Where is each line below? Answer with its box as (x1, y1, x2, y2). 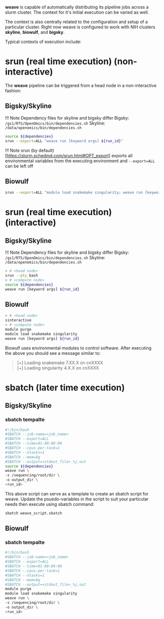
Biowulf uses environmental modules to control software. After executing (5, 345, 152, 351)
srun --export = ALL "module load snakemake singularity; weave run (5, 190, 143, 195)
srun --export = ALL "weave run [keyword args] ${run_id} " (5, 138, 123, 144)
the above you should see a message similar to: (5, 350, 101, 356)
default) (38, 147, 55, 153)
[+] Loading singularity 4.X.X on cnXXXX (17, 365, 99, 371)
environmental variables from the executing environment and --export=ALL (5, 158, 155, 164)
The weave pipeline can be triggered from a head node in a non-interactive (5, 82, 157, 88)
